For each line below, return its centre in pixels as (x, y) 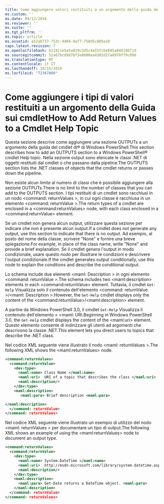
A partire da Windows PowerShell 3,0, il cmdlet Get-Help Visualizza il (74, 309)
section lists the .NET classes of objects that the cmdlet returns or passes (79, 168)
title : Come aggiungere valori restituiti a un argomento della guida (78, 10)
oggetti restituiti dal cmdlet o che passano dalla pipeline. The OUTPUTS (76, 163)
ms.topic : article (24, 37)
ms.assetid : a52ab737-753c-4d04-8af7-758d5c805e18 (58, 42)
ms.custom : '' (20, 14)
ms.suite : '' (18, 28)
